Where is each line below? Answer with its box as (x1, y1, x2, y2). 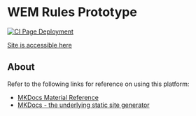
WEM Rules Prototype (7, 4, 138, 20)
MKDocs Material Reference (17, 93, 99, 101)
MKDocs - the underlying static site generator (17, 101, 150, 109)
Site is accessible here (7, 41, 72, 49)
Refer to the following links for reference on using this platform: (7, 80, 190, 88)
